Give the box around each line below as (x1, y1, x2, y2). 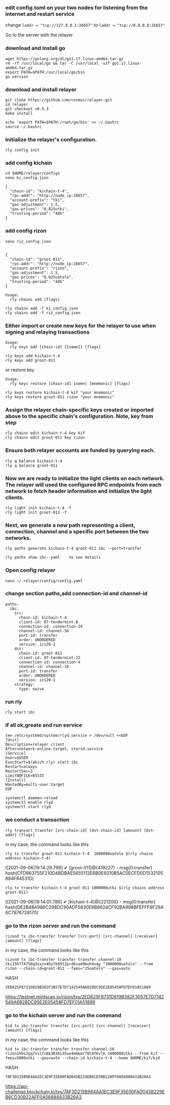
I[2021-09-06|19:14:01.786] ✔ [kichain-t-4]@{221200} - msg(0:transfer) (5, 898, 156, 905)
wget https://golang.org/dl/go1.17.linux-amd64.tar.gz (5, 56, 124, 61)
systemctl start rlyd (5, 805, 51, 810)
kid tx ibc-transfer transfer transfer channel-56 (5, 1047, 115, 1052)
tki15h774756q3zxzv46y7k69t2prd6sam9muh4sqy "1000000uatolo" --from (5, 962, 153, 967)
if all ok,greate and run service (5, 722, 82, 729)
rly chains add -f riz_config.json (5, 310, 81, 315)
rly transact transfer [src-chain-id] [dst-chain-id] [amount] (5, 828, 142, 833)
